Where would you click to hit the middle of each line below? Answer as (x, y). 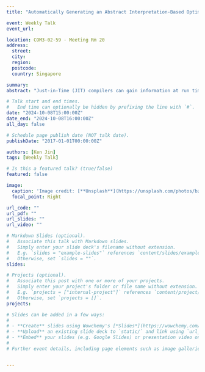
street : (22, 51)
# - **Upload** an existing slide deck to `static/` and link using (95, 332)
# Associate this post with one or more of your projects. (86, 281)
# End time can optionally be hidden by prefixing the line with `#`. (101, 108)
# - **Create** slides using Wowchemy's (59, 326)
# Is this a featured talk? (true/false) (60, 169)
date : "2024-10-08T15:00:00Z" (45, 113)
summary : (17, 85)
